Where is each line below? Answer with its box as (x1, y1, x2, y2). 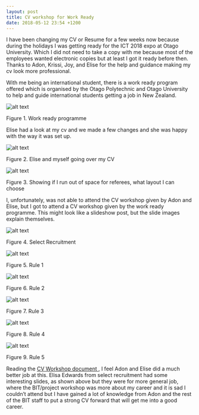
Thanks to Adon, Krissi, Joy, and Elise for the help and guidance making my (6, 61, 191, 68)
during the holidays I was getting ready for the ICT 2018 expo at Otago (6, 42, 179, 49)
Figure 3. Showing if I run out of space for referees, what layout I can (6, 179, 175, 186)
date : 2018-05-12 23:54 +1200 (6, 20, 81, 26)
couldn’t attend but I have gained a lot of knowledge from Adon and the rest (6, 391, 192, 398)
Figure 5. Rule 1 (6, 262, 44, 269)
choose (6, 185, 25, 192)
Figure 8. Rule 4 (6, 331, 45, 338)
